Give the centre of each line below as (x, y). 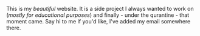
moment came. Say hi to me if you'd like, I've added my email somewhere (98, 21)
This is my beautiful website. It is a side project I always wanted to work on (100, 9)
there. (14, 28)
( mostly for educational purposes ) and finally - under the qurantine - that (98, 15)
